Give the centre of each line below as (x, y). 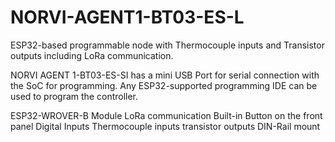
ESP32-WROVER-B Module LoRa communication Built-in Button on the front (166, 115)
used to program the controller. (74, 96)
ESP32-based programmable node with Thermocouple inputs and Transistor (167, 45)
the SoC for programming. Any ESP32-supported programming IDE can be (164, 85)
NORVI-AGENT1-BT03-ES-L (127, 17)
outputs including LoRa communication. (92, 55)
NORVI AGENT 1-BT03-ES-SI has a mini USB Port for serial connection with (165, 75)
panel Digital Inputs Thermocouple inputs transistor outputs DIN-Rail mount (165, 126)
